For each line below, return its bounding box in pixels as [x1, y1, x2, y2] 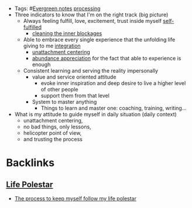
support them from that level [40, 92, 110, 99]
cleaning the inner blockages [32, 30, 102, 37]
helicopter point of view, [23, 129, 82, 137]
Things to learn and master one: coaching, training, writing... [40, 105, 187, 111]
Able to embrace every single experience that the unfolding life [23, 36, 176, 43]
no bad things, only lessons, [23, 123, 92, 130]
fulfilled [23, 23, 42, 30]
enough [32, 61, 51, 68]
